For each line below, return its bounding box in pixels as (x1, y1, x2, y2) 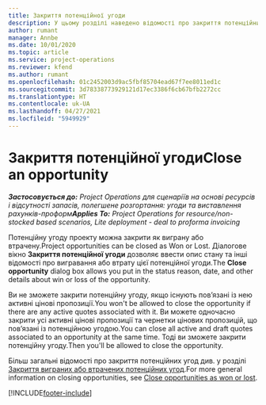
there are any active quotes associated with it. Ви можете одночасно (8, 307, 236, 316)
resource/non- (185, 208, 234, 218)
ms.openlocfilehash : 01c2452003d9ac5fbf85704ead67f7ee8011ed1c (8, 78, 222, 86)
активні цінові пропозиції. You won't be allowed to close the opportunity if (8, 298, 251, 308)
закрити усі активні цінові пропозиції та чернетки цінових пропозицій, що (8, 315, 257, 325)
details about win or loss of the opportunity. (8, 274, 150, 284)
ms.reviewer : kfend (8, 63, 73, 71)
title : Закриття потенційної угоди (8, 11, 126, 20)
